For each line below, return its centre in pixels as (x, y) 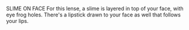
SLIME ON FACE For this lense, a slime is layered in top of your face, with (95, 9)
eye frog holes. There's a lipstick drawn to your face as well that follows (94, 15)
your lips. (17, 21)
